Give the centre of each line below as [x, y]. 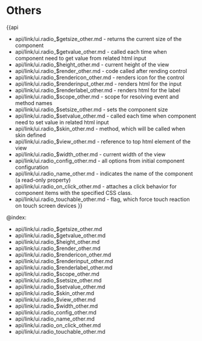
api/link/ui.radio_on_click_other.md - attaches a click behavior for [96, 186]
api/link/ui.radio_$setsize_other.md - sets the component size [91, 109]
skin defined [30, 135]
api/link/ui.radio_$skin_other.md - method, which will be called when [100, 129]
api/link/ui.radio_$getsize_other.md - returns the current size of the [98, 39]
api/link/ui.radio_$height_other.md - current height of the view [92, 65]
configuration [32, 167]
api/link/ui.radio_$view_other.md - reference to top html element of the [103, 141]
